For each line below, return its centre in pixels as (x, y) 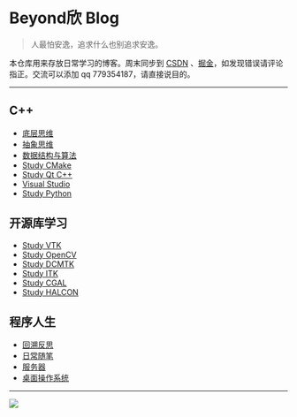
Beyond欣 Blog (64, 18)
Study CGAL (45, 283)
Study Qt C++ (47, 174)
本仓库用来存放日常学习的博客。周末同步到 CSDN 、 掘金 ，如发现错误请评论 (146, 63)
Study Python (47, 193)
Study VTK (42, 245)
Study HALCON (50, 292)
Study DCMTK (48, 264)
